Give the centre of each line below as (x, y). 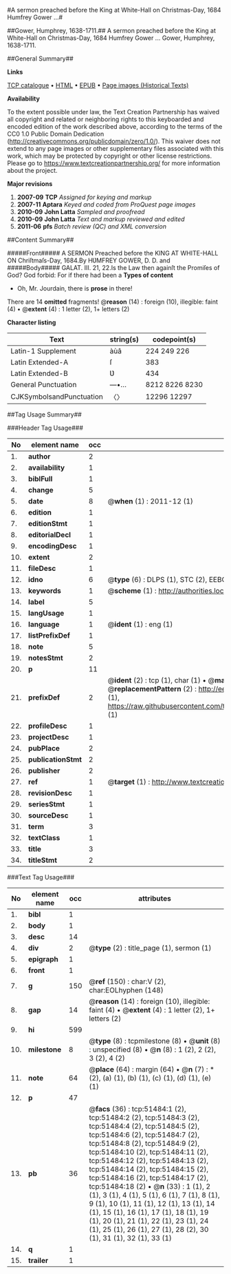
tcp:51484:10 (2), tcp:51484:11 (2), (149, 1152)
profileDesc (48, 726)
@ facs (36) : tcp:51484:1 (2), (138, 1109)
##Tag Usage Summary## (45, 415)
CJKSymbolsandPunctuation (57, 397)
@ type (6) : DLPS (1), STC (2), (157, 579)
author (40, 456)
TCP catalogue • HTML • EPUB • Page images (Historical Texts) (98, 85)
